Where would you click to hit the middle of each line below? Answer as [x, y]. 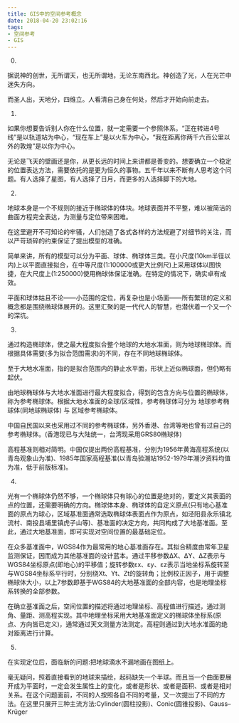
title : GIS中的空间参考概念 [44, 14]
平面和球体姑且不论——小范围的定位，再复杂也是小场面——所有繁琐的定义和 [119, 298]
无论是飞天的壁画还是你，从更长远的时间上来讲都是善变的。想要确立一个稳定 [119, 162]
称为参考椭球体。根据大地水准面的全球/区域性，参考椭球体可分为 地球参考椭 [118, 401]
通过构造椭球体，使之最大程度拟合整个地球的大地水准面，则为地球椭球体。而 [119, 344]
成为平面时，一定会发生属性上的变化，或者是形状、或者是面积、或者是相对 [122, 686]
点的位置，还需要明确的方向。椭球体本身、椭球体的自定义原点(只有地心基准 [118, 505]
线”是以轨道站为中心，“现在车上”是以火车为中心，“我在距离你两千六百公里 [116, 137]
